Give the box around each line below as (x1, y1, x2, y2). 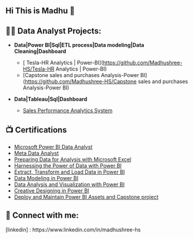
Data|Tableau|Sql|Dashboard (14, 95, 88, 103)
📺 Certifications (5, 125, 67, 135)
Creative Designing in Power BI (14, 187, 89, 194)
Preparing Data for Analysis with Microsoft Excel (14, 156, 132, 163)
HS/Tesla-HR (22, 65, 55, 72)
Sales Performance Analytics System (22, 107, 113, 114)
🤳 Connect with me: (5, 210, 79, 221)
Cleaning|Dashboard (14, 48, 66, 55)
